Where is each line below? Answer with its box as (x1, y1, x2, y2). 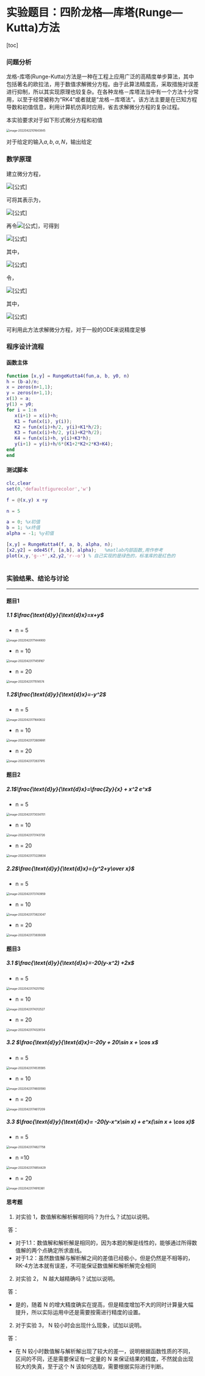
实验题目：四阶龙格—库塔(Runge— (6, 5, 183, 20)
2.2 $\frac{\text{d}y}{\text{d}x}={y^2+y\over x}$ (6, 865, 135, 872)
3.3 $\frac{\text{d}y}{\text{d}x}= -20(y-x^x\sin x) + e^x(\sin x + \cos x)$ (6, 1118, 195, 1125)
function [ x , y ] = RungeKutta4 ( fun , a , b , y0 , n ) (6, 373, 130, 379)
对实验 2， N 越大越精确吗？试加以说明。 (15, 1275, 118, 1282)
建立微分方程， (6, 170, 44, 177)
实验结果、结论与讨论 (6, 574, 69, 582)
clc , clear (6, 480, 32, 486)
